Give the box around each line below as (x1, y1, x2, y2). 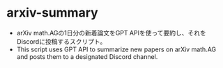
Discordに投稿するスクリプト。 (16, 37, 107, 46)
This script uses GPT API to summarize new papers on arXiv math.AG (16, 45, 217, 53)
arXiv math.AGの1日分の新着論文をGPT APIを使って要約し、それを (16, 28, 207, 37)
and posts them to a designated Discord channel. (16, 52, 158, 60)
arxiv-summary (6, 5, 98, 21)
